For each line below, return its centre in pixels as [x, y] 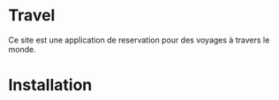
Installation [50, 85]
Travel [32, 15]
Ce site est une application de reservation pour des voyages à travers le [139, 40]
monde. [22, 49]
